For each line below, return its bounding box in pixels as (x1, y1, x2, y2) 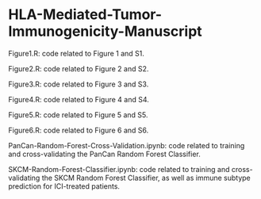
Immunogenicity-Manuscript (8, 22, 202, 40)
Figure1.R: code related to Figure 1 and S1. (8, 48, 145, 58)
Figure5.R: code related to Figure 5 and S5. (8, 109, 148, 120)
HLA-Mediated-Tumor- (8, 6, 163, 24)
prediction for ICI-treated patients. (8, 181, 121, 191)
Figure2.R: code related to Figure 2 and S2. (8, 63, 149, 73)
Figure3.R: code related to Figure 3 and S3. (8, 79, 149, 89)
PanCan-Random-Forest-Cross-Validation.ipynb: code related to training (8, 140, 245, 150)
